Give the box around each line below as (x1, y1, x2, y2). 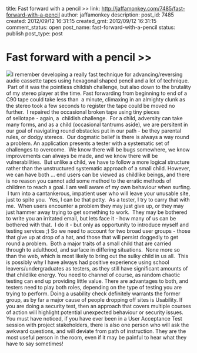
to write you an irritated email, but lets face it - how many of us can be (6, 215, 176, 222)
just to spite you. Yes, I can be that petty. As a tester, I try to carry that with (6, 196, 190, 203)
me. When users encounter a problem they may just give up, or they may (6, 202, 184, 209)
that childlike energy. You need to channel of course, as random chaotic (6, 271, 181, 278)
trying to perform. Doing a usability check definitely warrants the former (6, 290, 181, 297)
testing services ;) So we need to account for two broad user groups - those (6, 227, 191, 235)
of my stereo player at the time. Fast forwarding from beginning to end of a (6, 90, 187, 97)
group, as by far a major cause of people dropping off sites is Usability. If (6, 296, 183, 303)
